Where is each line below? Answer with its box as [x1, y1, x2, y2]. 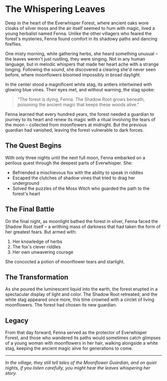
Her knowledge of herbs [12, 238, 63, 244]
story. [5, 370, 17, 376]
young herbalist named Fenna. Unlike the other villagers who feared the [5, 30, 152, 36]
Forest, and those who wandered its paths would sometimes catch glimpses [5, 335, 161, 341]
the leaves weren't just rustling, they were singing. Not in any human [5, 56, 146, 62]
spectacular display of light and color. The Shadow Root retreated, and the [5, 292, 158, 298]
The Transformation [5, 273, 69, 281]
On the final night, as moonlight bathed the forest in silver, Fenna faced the [5, 218, 158, 224]
